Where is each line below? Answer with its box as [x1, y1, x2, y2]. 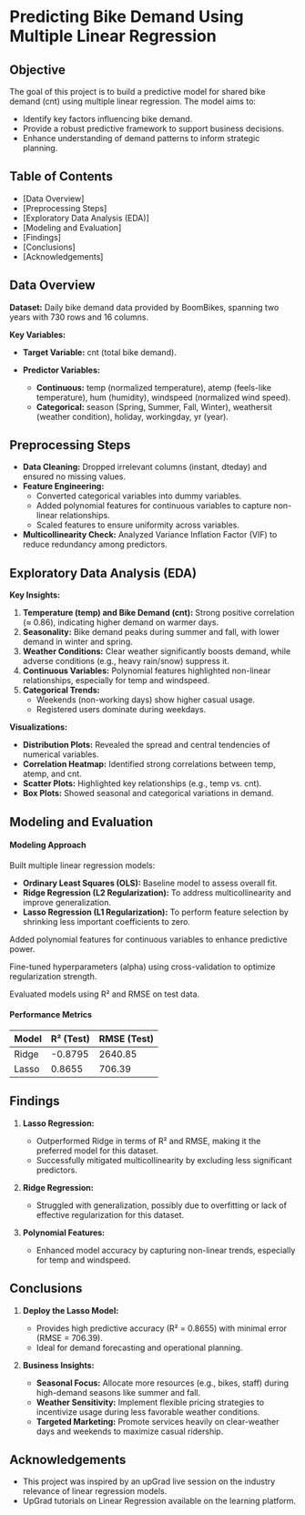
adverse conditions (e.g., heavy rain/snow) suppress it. [22, 656, 229, 667]
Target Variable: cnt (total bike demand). [22, 346, 178, 357]
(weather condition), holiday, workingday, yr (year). [36, 411, 229, 422]
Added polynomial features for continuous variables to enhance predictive [9, 934, 289, 945]
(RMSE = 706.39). [36, 1332, 103, 1343]
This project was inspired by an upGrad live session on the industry [22, 1476, 276, 1487]
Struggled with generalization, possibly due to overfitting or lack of [36, 1200, 287, 1211]
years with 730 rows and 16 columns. [9, 312, 149, 322]
